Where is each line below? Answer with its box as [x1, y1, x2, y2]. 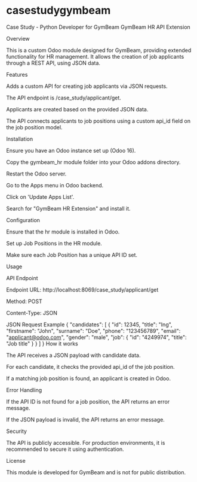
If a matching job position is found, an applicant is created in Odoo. [6, 375, 171, 382]
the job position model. [6, 123, 63, 131]
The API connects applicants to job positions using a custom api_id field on [6, 117, 191, 125]
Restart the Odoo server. [6, 170, 67, 177]
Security [6, 428, 27, 435]
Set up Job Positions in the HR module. [6, 240, 103, 247]
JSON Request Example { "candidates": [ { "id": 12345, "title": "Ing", [6, 321, 173, 328]
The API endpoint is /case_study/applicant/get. [6, 94, 121, 101]
